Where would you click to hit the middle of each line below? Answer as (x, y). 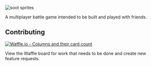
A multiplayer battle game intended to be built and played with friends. (76, 17)
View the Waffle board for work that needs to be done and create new (75, 53)
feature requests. (23, 58)
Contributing (25, 32)
